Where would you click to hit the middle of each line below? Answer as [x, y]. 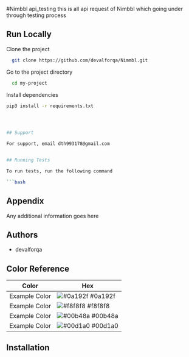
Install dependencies [33, 94]
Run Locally [29, 34]
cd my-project [29, 83]
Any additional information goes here [53, 216]
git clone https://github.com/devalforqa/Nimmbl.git [80, 60]
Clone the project [28, 49]
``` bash [16, 182]
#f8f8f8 [98, 306]
